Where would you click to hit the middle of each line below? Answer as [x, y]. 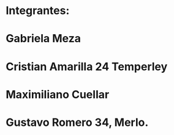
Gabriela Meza [43, 39]
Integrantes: [38, 11]
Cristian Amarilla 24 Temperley [87, 66]
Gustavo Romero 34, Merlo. [77, 122]
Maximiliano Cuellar [58, 94]
